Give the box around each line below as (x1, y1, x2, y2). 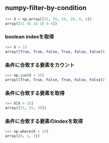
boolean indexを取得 (5, 33, 54, 40)
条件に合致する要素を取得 (5, 89, 65, 96)
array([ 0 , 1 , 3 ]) (5, 133, 40, 138)
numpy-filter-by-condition (5, 4, 87, 12)
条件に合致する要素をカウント (5, 61, 75, 68)
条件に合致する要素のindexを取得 (5, 118, 83, 125)
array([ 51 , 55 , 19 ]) (5, 105, 47, 110)
